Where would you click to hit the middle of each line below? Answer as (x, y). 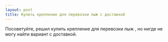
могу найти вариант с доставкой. (41, 34)
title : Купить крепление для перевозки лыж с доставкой (65, 14)
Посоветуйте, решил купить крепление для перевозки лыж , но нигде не (84, 28)
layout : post (19, 10)
